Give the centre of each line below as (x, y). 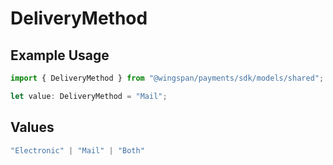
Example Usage (60, 55)
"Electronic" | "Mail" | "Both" (77, 150)
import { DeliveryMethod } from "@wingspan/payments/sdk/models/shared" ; (167, 78)
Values (32, 127)
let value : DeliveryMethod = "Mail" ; (89, 96)
